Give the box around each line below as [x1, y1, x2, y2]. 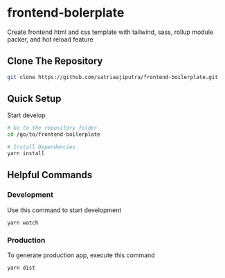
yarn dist [7, 264, 36, 271]
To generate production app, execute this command [7, 251, 155, 259]
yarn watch [7, 219, 39, 226]
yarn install [7, 150, 45, 157]
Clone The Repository [7, 55, 103, 67]
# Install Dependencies [7, 144, 76, 150]
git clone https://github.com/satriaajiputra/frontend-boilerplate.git [7, 73, 218, 80]
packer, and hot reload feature [7, 35, 93, 43]
